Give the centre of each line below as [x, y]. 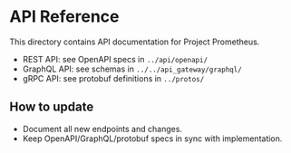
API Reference [64, 17]
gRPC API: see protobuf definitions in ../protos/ [113, 78]
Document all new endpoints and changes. [102, 129]
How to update [52, 107]
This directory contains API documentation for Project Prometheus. [135, 42]
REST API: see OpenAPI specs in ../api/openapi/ [115, 59]
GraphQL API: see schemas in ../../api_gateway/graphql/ [132, 69]
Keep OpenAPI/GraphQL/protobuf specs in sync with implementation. [152, 139]
